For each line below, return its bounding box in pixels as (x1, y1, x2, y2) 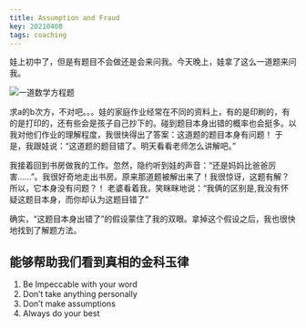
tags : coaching (9, 30, 67, 39)
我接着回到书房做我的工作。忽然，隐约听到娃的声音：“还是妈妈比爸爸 (9, 160, 269, 171)
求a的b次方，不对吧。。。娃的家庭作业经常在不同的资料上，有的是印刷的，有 (9, 107, 291, 118)
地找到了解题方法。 (9, 225, 82, 236)
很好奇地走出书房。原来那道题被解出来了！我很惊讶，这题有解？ (49, 171, 290, 182)
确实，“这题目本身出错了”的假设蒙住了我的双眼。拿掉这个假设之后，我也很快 (9, 213, 296, 224)
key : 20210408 (9, 22, 64, 31)
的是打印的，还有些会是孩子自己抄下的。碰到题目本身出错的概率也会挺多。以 (9, 118, 297, 128)
